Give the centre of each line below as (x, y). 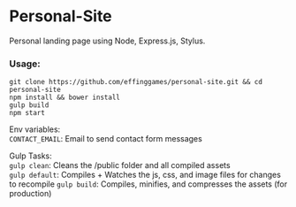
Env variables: (35, 129)
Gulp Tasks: (30, 156)
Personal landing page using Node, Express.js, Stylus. (107, 41)
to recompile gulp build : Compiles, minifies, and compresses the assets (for (148, 184)
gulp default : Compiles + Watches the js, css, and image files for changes (145, 175)
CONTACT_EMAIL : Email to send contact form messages (106, 139)
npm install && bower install (65, 98)
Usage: (25, 64)
